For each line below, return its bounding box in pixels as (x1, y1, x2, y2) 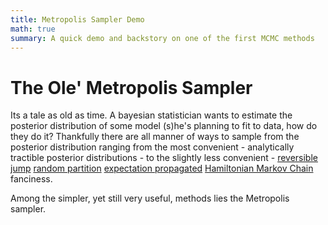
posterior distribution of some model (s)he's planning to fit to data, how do (10, 120, 318, 132)
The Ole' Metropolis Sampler (10, 76, 253, 99)
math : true (10, 24, 56, 34)
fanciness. (10, 173, 53, 185)
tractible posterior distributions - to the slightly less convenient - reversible (10, 152, 318, 164)
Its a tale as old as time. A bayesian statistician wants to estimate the (10, 109, 293, 121)
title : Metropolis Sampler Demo (10, 14, 145, 25)
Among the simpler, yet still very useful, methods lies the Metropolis (10, 192, 290, 205)
